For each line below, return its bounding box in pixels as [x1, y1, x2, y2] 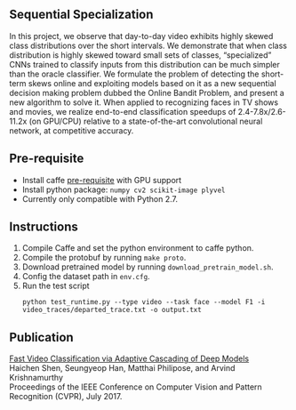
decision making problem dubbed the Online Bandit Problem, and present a [9, 87, 284, 98]
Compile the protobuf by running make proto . [21, 253, 187, 263]
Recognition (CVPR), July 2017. [9, 391, 123, 402]
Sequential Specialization [9, 7, 154, 22]
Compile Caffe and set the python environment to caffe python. [21, 243, 254, 253]
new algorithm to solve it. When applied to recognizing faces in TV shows [9, 97, 278, 108]
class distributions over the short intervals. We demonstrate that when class [9, 40, 287, 51]
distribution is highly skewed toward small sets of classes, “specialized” [9, 49, 272, 60]
